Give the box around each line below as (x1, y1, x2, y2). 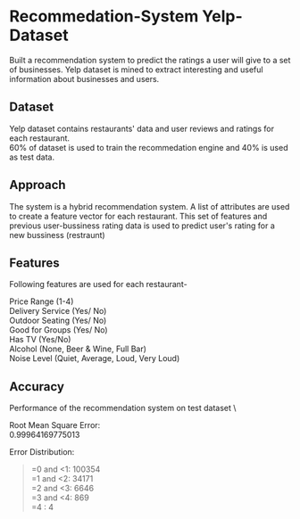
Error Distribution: (9, 447, 75, 457)
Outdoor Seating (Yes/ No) (9, 315, 107, 326)
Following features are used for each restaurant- (9, 279, 187, 290)
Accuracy (9, 379, 65, 394)
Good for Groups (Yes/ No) (9, 325, 109, 335)
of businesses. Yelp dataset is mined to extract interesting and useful (9, 64, 263, 75)
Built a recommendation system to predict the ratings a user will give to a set (9, 54, 291, 65)
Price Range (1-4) (9, 296, 74, 307)
